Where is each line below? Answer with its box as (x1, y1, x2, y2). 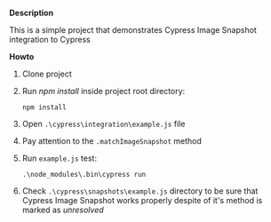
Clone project (21, 68, 73, 79)
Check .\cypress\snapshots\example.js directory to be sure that (21, 186, 259, 196)
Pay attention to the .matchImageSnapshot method (21, 136, 203, 146)
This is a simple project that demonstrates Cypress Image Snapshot (9, 25, 258, 35)
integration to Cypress (9, 35, 91, 44)
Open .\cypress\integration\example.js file (21, 119, 186, 129)
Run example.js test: (21, 153, 98, 163)
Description (9, 8, 54, 18)
